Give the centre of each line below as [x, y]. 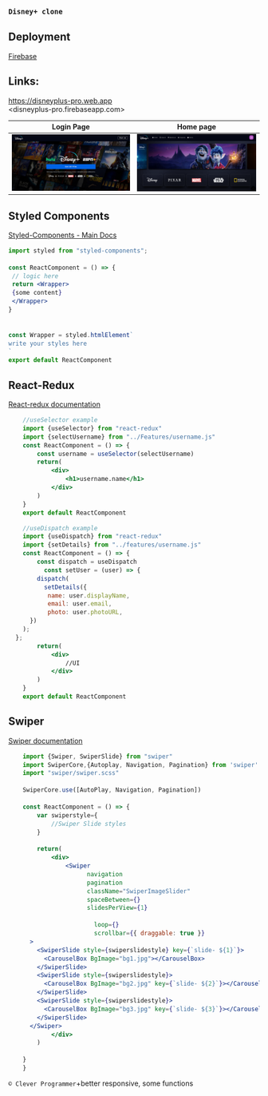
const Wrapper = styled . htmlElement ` [71, 335]
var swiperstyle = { [67, 815]
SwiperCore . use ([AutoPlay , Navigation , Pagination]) [112, 790]
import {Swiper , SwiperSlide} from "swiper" [98, 756]
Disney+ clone [35, 11]
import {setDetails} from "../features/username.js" [112, 545]
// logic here [35, 276]
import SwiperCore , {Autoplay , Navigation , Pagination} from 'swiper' [141, 764]
